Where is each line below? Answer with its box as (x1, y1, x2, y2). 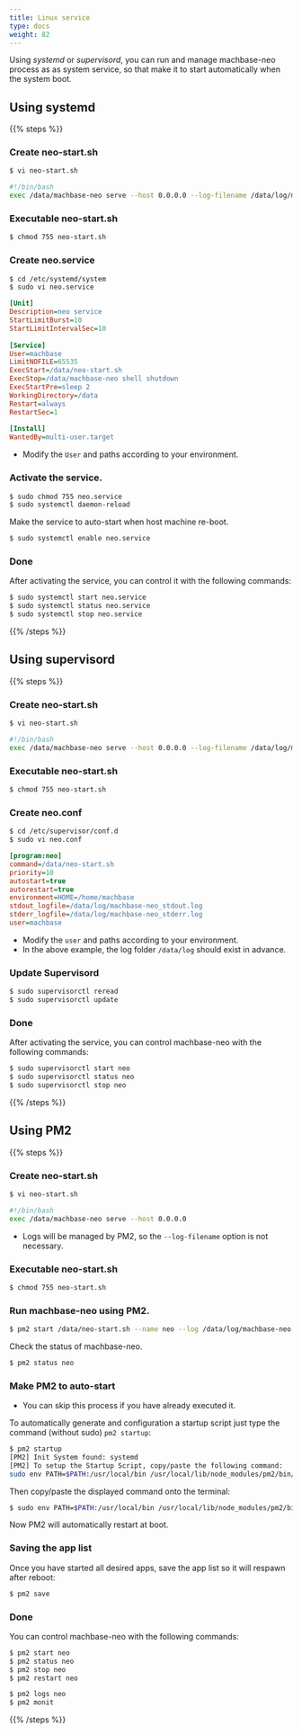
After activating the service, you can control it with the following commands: (9, 576, 292, 586)
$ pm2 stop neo (9, 1665, 67, 1674)
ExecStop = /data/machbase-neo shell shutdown (9, 374, 179, 383)
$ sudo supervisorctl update (9, 996, 119, 1005)
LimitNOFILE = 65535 (9, 357, 78, 367)
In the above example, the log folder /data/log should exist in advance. (22, 943, 287, 954)
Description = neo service (9, 308, 102, 317)
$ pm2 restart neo (9, 1674, 78, 1683)
